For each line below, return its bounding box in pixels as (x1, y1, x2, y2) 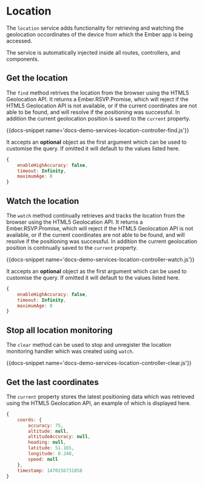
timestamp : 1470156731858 (17, 467, 83, 473)
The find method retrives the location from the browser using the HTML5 (6, 89, 190, 96)
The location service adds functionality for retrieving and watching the (6, 24, 184, 32)
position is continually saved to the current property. (6, 244, 138, 251)
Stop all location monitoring (6, 325, 113, 335)
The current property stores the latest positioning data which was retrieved (6, 393, 195, 400)
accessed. (6, 37, 32, 44)
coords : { (17, 416, 42, 423)
